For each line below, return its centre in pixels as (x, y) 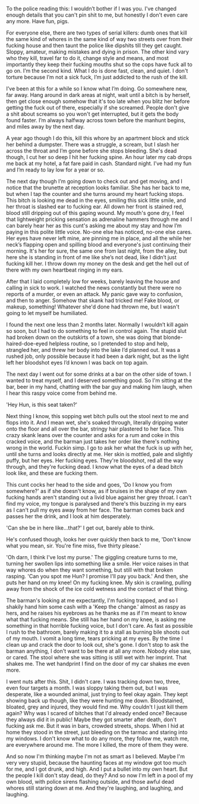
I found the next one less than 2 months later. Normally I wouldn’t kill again (97, 325)
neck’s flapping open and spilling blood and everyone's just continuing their (99, 244)
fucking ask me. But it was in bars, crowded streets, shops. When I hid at (95, 726)
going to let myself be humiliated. (47, 313)
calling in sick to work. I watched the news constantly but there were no (94, 288)
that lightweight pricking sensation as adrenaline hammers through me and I (99, 219)
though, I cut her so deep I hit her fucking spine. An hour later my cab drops (99, 157)
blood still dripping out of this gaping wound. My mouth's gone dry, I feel (95, 213)
